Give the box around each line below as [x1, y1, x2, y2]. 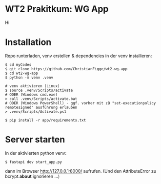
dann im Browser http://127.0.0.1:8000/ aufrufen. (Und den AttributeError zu [5, 168, 157, 174]
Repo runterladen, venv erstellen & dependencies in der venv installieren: [5, 53, 152, 59]
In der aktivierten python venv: [5, 150, 67, 156]
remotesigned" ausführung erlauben [5, 105, 78, 110]
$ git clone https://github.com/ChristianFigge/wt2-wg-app [5, 66, 128, 71]
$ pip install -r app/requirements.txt [5, 118, 86, 123]
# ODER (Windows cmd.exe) [5, 92, 58, 97]
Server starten [5, 134, 65, 145]
